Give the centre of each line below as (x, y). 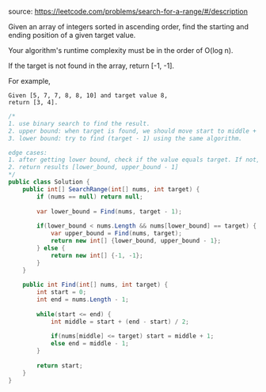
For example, (30, 81)
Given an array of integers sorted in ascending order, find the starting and (129, 26)
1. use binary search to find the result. (79, 123)
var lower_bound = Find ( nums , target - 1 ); (109, 211)
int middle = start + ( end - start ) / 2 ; (120, 322)
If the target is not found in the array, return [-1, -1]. (91, 66)
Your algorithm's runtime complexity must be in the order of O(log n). (121, 50)
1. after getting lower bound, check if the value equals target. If (125, 160)
